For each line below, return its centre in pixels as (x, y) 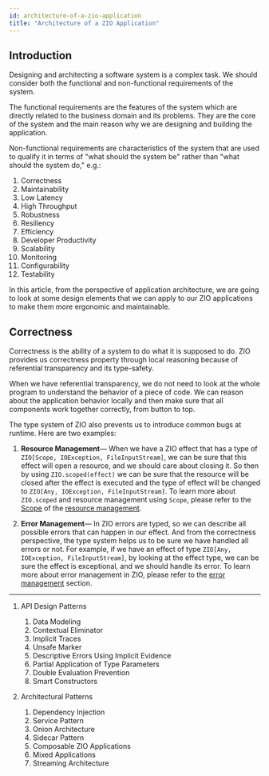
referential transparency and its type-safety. (81, 368)
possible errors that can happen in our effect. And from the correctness (138, 532)
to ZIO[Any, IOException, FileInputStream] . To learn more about (128, 491)
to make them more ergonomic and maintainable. (90, 307)
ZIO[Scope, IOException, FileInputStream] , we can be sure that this (133, 458)
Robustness (40, 215)
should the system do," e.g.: (55, 166)
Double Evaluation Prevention (81, 673)
